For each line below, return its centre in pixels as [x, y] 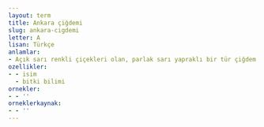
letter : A [25, 37]
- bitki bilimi [40, 81]
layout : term [30, 15]
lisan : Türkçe [32, 45]
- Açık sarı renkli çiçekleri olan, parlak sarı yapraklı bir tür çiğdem [132, 60]
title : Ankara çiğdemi [45, 23]
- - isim [23, 74]
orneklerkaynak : [35, 103]
